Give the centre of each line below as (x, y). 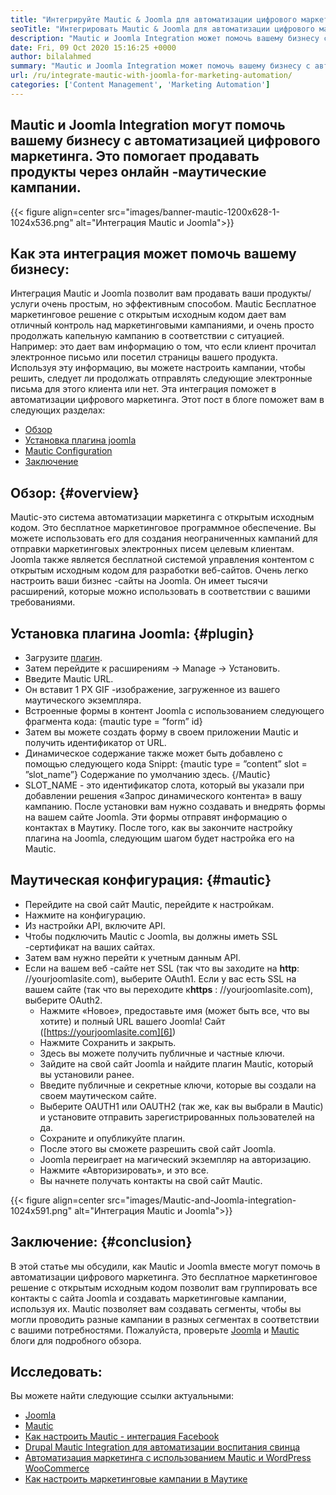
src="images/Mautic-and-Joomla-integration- (201, 1200)
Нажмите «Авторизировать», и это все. (124, 1170)
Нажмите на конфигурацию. (85, 915)
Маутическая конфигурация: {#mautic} (141, 880)
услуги (25, 304)
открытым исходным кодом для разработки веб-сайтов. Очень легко (159, 570)
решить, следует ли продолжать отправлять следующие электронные (161, 378)
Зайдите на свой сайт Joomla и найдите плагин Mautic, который (176, 1063)
